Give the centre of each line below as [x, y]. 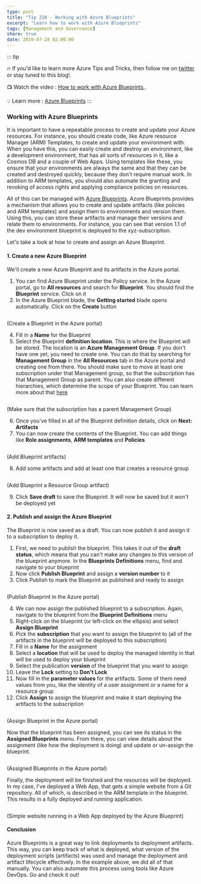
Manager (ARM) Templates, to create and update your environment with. [96, 143]
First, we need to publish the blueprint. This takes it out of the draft [98, 548]
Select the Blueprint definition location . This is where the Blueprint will [103, 341]
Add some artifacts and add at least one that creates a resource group [102, 468]
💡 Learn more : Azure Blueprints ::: [49, 101]
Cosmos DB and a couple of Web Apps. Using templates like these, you [95, 162]
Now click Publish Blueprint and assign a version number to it [93, 574]
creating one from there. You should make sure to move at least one [99, 367]
